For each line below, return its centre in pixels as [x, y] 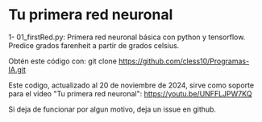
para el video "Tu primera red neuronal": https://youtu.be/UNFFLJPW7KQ [130, 93]
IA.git [17, 69]
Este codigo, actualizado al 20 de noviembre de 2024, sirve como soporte [131, 85]
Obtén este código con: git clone [62, 61]
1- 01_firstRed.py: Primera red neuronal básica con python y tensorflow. [127, 37]
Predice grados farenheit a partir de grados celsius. [94, 45]
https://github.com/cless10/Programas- [184, 61]
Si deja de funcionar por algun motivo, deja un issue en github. [112, 109]
